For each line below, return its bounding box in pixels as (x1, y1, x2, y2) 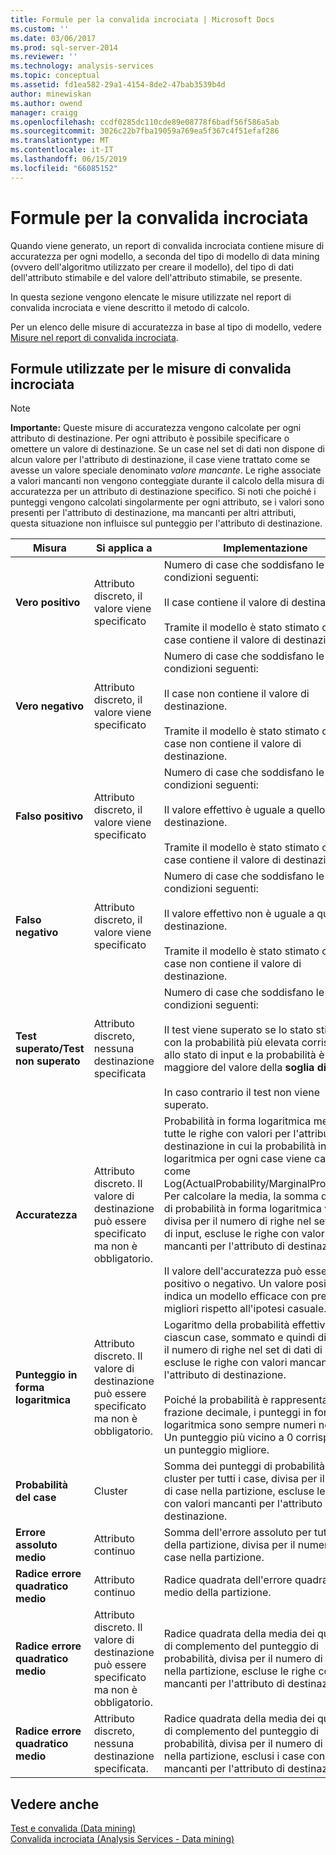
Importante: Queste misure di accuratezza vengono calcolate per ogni (10, 422, 302, 434)
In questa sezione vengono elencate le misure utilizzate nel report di (10, 291, 292, 303)
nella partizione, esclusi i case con (163, 1749, 326, 1763)
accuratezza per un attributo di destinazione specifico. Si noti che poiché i (10, 486, 317, 498)
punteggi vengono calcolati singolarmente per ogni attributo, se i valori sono (10, 496, 325, 508)
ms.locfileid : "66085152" (10, 163, 118, 173)
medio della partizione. (163, 1586, 272, 1600)
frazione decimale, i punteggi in (163, 1406, 312, 1420)
